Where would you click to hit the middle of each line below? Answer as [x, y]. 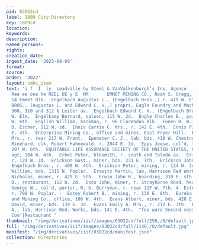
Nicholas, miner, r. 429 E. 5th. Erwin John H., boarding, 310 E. [97, 177]
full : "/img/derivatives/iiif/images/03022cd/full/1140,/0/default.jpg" [98, 226]
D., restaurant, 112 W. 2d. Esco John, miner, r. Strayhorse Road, [98, 182]
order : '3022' [24, 78]
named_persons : [25, 45]
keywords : [18, 34]
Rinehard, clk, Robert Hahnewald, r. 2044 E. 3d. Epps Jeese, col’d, [100, 144]
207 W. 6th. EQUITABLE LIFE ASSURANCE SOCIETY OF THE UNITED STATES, [100, 149]
